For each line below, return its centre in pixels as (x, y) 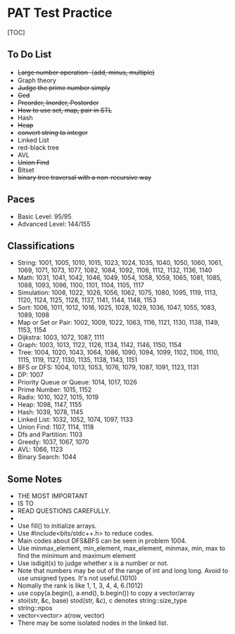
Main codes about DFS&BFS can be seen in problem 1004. (102, 541)
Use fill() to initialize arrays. (57, 526)
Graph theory (37, 80)
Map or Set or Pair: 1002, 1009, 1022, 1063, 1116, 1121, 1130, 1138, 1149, (119, 323)
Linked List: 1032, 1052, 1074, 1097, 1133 (75, 420)
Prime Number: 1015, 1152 (55, 390)
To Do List (30, 54)
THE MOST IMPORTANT (52, 496)
